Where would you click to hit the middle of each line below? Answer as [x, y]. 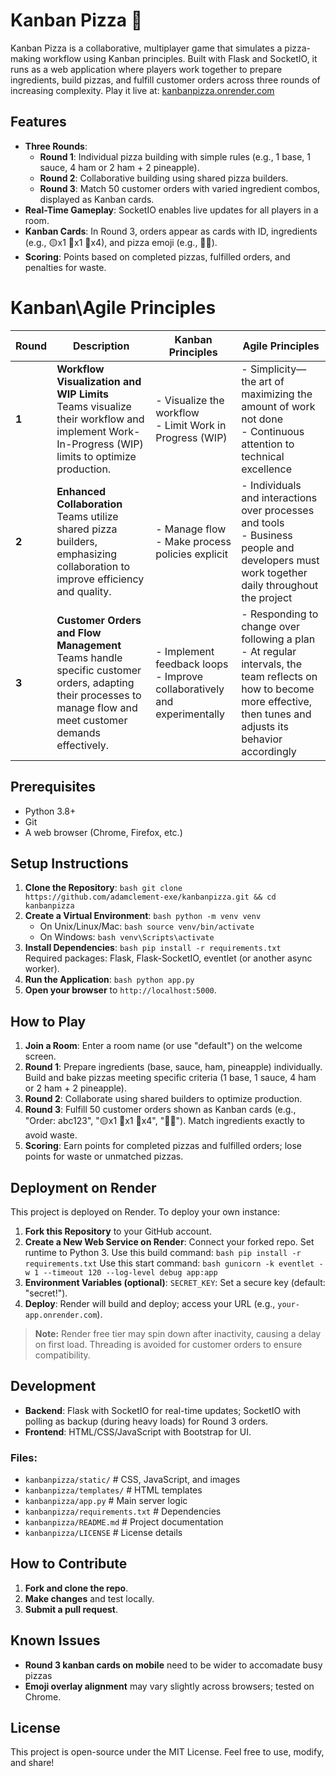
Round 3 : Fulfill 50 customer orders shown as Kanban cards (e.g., [160, 1110]
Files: [24, 1457]
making [26, 58]
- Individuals [271, 485]
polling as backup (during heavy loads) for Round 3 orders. [146, 1421]
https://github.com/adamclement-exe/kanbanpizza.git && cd [150, 897]
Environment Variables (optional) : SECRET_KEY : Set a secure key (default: [175, 1282]
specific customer [99, 670]
